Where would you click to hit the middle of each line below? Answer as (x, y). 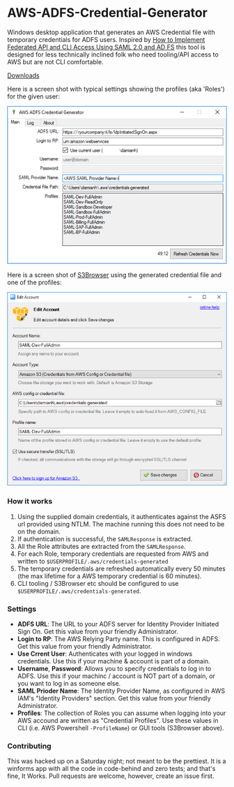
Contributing (29, 746)
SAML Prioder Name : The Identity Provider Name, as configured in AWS (121, 691)
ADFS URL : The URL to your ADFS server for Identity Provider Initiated (118, 624)
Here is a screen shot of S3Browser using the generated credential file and (114, 275)
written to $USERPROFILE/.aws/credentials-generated (93, 561)
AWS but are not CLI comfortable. (55, 61)
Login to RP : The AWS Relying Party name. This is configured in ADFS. (119, 639)
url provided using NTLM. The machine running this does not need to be (121, 524)
